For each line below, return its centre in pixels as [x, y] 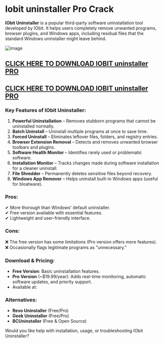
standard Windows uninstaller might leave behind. [56, 39]
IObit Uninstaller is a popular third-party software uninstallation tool [74, 23]
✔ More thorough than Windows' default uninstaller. [58, 208]
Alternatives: [21, 299]
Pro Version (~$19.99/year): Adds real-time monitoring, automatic [79, 276]
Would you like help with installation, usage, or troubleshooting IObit [74, 331]
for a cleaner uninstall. [35, 168]
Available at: [25, 287]
